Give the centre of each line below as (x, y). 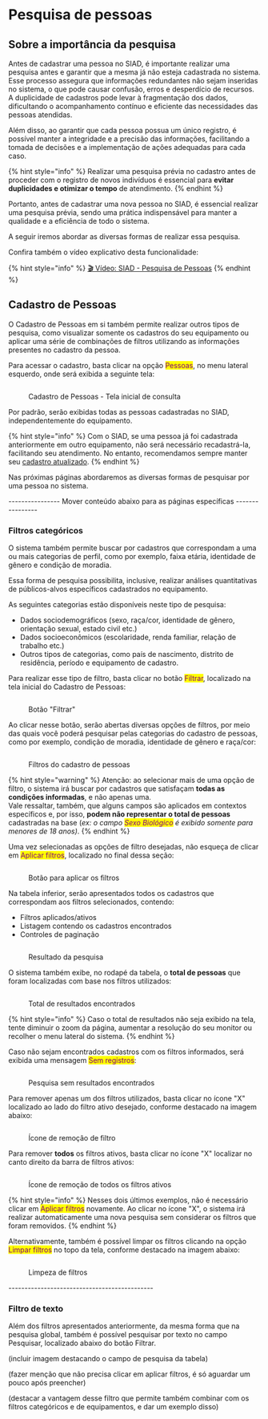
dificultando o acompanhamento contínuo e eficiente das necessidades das (133, 106)
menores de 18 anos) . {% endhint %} (69, 831)
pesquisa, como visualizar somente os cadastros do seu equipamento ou (129, 332)
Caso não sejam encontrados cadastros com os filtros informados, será (126, 1052)
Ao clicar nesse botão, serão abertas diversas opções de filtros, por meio (129, 725)
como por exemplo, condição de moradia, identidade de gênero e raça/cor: (132, 742)
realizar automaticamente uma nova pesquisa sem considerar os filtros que (132, 1218)
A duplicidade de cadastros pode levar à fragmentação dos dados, (118, 97)
